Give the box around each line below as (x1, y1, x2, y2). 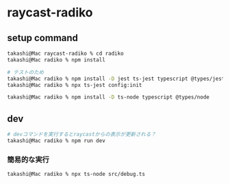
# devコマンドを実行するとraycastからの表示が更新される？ (7, 131, 156, 138)
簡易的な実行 (7, 155, 50, 164)
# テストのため (7, 68, 44, 76)
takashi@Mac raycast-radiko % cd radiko (7, 50, 125, 57)
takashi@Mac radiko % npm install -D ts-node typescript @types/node (7, 94, 210, 101)
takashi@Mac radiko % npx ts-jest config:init (7, 81, 142, 88)
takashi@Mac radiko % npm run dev (7, 137, 106, 144)
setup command (7, 32, 79, 44)
